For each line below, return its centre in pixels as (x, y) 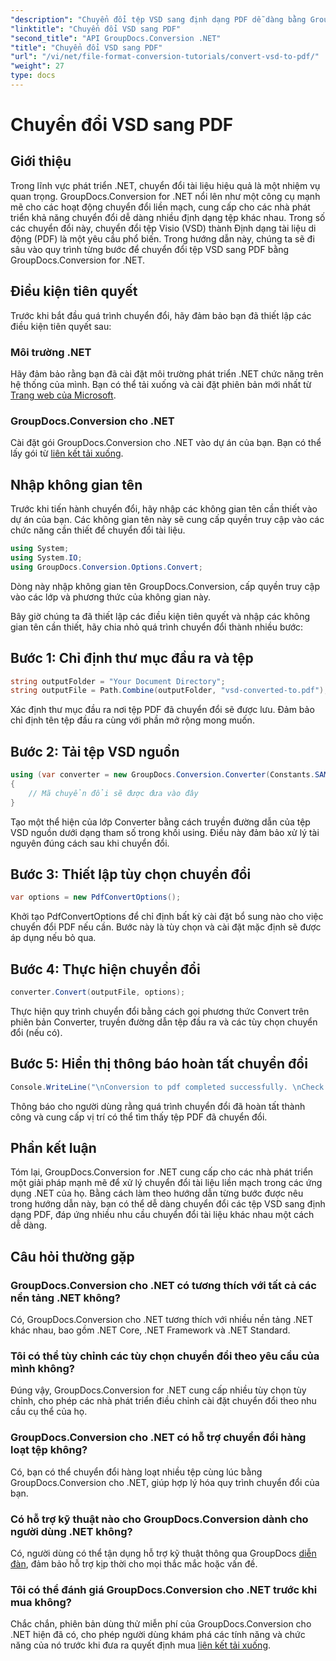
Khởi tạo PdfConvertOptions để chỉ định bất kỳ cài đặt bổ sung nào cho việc (167, 917)
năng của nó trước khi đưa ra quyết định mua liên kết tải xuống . (141, 1645)
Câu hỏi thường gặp (72, 1256)
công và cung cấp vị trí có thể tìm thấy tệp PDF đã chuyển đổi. (139, 1117)
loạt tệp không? (49, 1450)
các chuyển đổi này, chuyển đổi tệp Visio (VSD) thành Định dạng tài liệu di (163, 228)
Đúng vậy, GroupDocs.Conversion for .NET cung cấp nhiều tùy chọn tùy (158, 1390)
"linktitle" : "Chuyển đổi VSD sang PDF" (96, 29)
